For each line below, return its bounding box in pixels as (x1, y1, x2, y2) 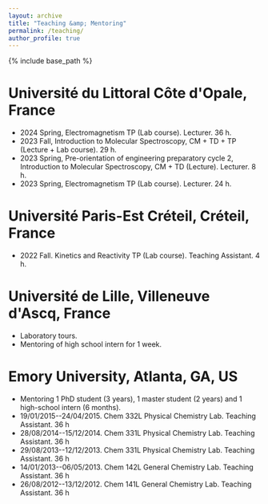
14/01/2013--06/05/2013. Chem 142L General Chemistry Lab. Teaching (19, 462, 254, 472)
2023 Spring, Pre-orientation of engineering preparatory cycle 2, (19, 153, 234, 163)
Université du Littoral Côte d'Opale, (8, 84, 247, 103)
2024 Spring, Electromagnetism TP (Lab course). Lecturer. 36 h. (19, 128, 232, 137)
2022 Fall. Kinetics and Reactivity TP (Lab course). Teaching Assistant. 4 (19, 250, 260, 261)
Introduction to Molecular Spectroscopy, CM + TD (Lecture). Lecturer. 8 (19, 162, 256, 172)
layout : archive (8, 11, 62, 20)
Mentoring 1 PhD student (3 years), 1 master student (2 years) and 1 (19, 394, 242, 404)
